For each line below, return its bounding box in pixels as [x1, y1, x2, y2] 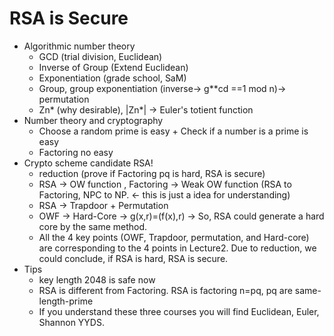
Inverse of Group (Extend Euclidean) [38, 61, 189, 73]
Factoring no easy [38, 146, 114, 158]
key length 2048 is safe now [38, 273, 156, 286]
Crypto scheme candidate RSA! [23, 157, 154, 169]
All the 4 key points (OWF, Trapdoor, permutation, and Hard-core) [38, 231, 310, 243]
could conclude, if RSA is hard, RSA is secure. [38, 252, 229, 264]
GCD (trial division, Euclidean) [38, 50, 163, 62]
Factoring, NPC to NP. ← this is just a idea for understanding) [38, 188, 291, 201]
